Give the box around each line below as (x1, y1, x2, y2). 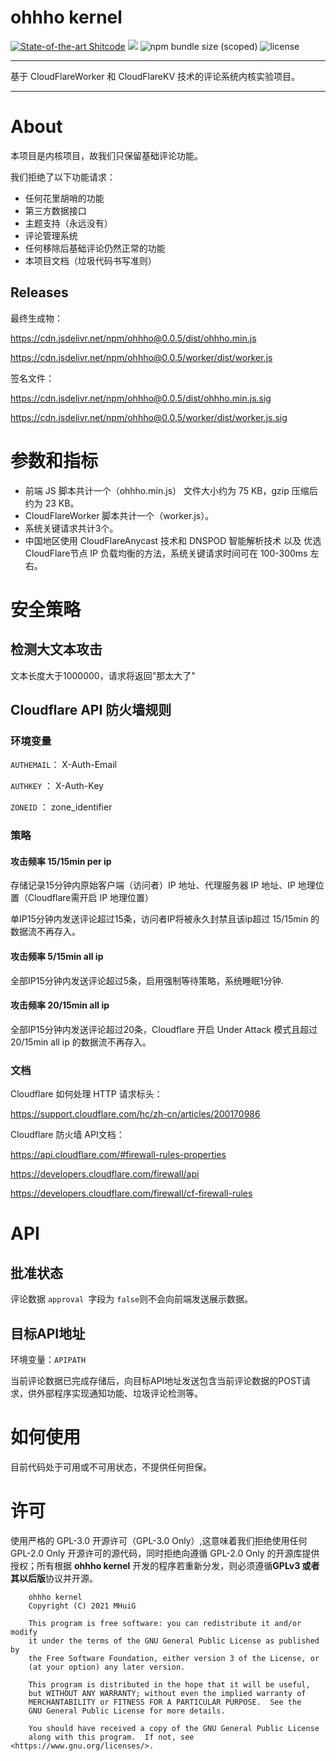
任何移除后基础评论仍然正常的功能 (24, 242, 166, 254)
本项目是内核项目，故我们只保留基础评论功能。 (10, 149, 203, 161)
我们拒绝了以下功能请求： (10, 171, 116, 183)
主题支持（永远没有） (24, 217, 113, 229)
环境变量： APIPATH (10, 1353, 87, 1365)
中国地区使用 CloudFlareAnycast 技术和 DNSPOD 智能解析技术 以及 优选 (24, 534, 322, 546)
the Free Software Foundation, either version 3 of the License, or (28, 1653, 320, 1663)
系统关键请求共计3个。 (24, 522, 119, 534)
